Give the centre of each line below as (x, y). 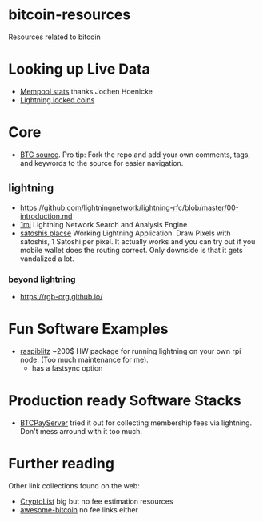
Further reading (61, 463)
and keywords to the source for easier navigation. (102, 163)
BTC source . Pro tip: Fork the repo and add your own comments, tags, (135, 155)
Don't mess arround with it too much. (81, 431)
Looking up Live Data (79, 69)
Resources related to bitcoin (55, 37)
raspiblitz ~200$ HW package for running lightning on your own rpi (130, 351)
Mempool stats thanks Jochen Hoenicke (86, 91)
